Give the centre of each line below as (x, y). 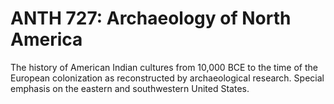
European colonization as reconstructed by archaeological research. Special (167, 78)
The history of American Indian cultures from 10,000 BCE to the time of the (164, 67)
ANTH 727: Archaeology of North (151, 18)
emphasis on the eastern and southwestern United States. (130, 88)
